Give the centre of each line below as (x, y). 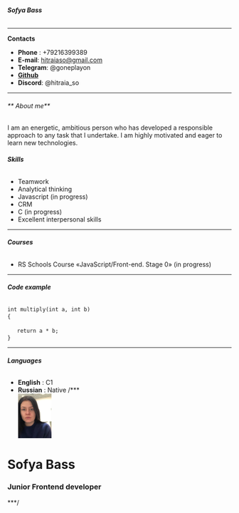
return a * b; (38, 331)
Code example (29, 287)
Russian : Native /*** (49, 390)
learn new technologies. (43, 143)
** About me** (29, 105)
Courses (20, 242)
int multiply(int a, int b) (49, 310)
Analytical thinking (45, 189)
